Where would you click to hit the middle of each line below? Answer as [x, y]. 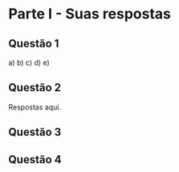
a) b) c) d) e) [29, 62]
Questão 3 [35, 132]
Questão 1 [34, 44]
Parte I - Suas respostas [89, 14]
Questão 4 [35, 160]
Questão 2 [35, 88]
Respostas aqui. [35, 107]
